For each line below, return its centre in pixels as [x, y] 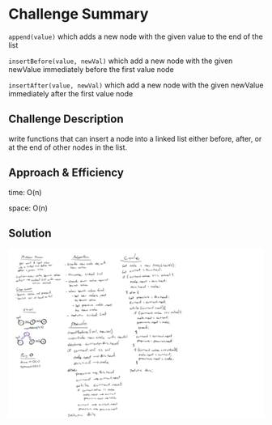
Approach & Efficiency [66, 173]
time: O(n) [25, 192]
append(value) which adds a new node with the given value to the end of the [136, 36]
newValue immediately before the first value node [91, 69]
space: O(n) [28, 208]
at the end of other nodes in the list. [68, 147]
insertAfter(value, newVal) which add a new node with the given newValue [136, 85]
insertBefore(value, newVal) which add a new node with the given [121, 61]
